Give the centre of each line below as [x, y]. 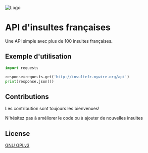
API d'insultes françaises [58, 28]
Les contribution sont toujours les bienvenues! [52, 109]
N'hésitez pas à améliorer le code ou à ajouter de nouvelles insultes [74, 118]
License [18, 134]
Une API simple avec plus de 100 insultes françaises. [59, 41]
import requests [22, 68]
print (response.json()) [30, 81]
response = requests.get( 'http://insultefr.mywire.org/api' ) [67, 77]
